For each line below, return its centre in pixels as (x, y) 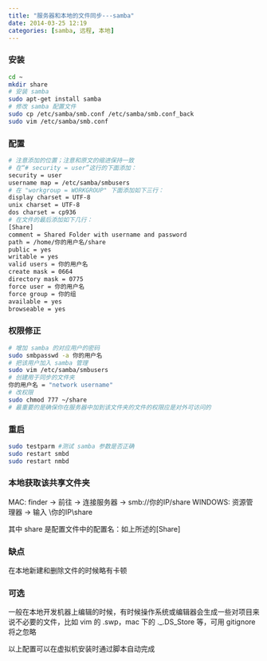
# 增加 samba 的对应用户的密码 (54, 348)
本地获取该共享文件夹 (49, 483)
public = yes (30, 249)
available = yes (35, 301)
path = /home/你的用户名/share (57, 242)
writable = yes (33, 257)
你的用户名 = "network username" (61, 385)
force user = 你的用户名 (47, 287)
